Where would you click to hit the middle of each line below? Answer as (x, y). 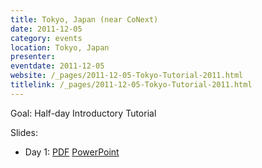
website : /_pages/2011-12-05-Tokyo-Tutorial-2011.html (127, 76)
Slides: (24, 132)
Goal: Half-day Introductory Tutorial (83, 113)
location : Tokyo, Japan (60, 47)
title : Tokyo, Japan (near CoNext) (84, 19)
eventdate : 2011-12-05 (57, 66)
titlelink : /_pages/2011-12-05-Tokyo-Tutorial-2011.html (131, 85)
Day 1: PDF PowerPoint (72, 152)
